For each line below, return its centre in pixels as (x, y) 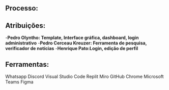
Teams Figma (20, 82)
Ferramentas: (27, 64)
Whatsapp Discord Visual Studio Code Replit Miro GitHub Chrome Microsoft (84, 77)
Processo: (22, 8)
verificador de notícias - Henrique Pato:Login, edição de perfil (72, 49)
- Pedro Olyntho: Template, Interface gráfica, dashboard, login (72, 38)
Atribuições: (25, 26)
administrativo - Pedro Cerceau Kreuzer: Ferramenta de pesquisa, (76, 43)
